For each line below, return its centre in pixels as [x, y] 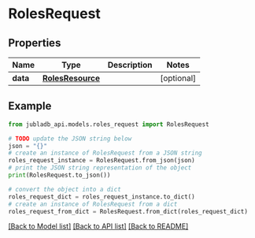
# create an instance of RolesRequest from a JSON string [105, 153]
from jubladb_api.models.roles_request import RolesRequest [109, 124]
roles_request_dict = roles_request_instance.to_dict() [102, 197]
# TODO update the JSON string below [70, 139]
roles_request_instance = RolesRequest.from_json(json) [102, 161]
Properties [35, 43]
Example [30, 106]
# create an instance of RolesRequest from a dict [93, 204]
